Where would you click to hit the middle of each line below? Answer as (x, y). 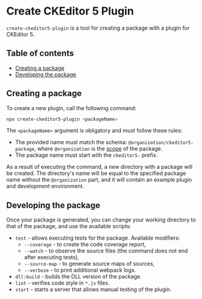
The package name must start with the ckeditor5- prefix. (86, 155)
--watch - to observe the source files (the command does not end (106, 251)
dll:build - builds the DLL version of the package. (78, 277)
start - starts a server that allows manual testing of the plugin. (93, 289)
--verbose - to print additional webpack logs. (80, 270)
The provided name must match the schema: (71, 142)
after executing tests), (52, 257)
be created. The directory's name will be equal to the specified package (96, 173)
